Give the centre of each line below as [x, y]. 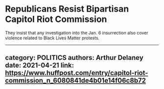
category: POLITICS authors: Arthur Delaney [74, 58]
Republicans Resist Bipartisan [67, 9]
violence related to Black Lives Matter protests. [52, 38]
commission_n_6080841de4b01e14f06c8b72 [76, 80]
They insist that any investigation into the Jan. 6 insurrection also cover [77, 33]
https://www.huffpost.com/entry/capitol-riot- [77, 73]
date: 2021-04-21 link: [40, 65]
